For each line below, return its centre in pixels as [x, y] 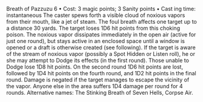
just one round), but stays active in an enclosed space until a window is [96, 41]
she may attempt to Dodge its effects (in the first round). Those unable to [98, 60]
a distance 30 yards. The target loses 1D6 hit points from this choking [93, 28]
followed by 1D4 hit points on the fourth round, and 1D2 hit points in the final [101, 73]
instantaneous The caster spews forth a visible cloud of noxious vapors [96, 15]
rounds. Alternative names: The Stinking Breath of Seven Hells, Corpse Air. [100, 93]
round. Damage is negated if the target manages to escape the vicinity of [98, 80]
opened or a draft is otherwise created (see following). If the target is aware [101, 47]
